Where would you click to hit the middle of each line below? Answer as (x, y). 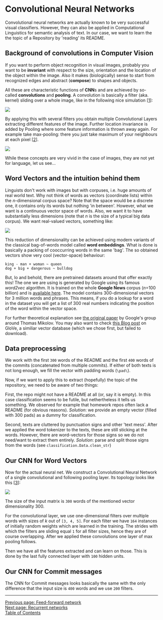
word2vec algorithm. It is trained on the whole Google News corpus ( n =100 (81, 287)
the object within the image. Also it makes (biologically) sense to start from (80, 75)
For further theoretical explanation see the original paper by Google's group (81, 318)
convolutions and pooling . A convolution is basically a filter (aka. (83, 95)
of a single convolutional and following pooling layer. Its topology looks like (80, 478)
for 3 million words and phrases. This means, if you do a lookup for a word (79, 298)
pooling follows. (21, 542)
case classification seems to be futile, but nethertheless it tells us (70, 400)
